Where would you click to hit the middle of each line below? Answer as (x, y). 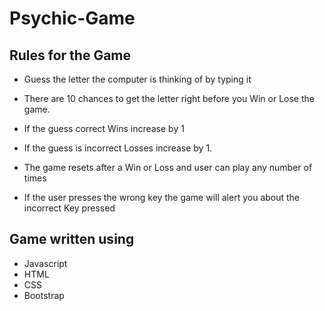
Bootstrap (44, 295)
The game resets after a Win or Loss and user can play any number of (168, 167)
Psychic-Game (72, 18)
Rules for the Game (70, 55)
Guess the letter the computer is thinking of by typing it (137, 79)
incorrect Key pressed (69, 208)
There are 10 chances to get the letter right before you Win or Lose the (169, 98)
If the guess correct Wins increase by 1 (104, 128)
